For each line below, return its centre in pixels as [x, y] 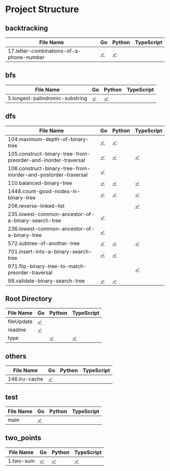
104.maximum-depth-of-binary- [49, 139]
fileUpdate [20, 322]
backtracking [27, 28]
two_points [23, 438]
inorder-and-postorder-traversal [48, 175]
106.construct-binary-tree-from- [49, 168]
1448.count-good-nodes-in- [44, 191]
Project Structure [42, 9]
